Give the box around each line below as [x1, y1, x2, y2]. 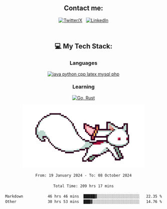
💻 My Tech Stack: [54, 42, 113, 50]
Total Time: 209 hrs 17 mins [53, 183, 114, 188]
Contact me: [63, 4, 103, 12]
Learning [72, 83, 95, 90]
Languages [69, 59, 98, 66]
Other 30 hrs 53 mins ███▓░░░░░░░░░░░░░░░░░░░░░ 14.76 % [5, 199, 162, 204]
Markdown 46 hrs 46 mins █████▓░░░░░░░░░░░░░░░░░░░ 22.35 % [5, 194, 162, 199]
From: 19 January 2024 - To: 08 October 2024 [35, 172, 132, 178]
